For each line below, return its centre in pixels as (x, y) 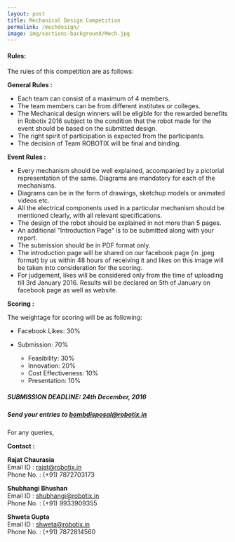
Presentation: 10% (54, 381)
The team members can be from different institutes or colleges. (109, 106)
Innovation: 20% (52, 366)
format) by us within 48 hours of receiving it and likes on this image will (120, 260)
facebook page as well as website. (67, 290)
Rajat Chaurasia (31, 459)
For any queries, (31, 432)
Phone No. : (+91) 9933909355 (52, 503)
